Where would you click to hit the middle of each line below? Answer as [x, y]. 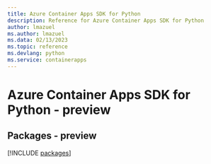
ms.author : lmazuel [36, 34]
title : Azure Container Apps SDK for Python [74, 14]
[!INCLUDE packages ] [39, 153]
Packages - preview [52, 136]
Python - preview [59, 110]
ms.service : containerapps [47, 60]
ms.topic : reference [38, 47]
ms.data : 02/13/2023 [38, 40]
